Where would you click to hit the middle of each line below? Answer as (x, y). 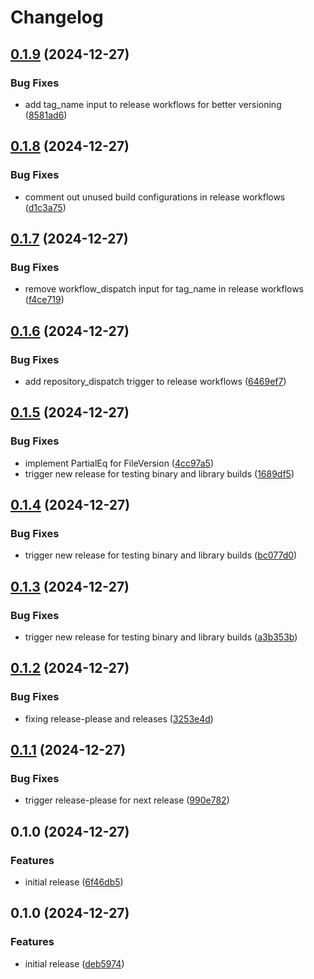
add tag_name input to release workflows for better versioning (153, 104)
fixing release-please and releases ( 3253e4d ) (119, 718)
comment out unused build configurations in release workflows (155, 197)
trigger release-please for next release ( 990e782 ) (127, 800)
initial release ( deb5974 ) (74, 963)
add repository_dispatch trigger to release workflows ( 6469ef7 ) (155, 381)
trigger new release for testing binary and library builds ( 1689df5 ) (159, 473)
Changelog (57, 17)
